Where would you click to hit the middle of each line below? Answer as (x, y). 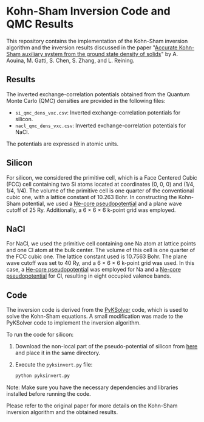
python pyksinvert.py (42, 376)
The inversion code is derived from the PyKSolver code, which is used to (97, 310)
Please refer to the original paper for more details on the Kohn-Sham (92, 406)
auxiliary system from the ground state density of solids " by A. (100, 54)
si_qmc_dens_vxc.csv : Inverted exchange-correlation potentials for (98, 112)
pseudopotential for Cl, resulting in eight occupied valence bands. (89, 276)
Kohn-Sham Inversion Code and (89, 11)
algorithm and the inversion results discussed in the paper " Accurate (92, 47)
